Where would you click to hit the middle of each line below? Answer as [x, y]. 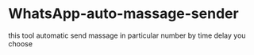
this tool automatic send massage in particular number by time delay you [127, 35]
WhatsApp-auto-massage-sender [124, 14]
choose [21, 43]
